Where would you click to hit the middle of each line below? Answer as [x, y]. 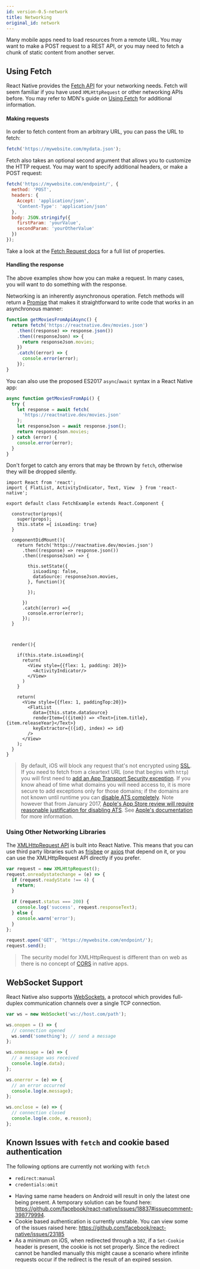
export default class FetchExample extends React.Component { [85, 504]
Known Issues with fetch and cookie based [88, 1143]
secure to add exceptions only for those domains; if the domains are [105, 791]
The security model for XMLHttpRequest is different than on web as [104, 958]
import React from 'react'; [41, 483]
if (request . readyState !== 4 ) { [53, 880]
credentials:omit [36, 1185]
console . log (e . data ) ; [39, 1064]
